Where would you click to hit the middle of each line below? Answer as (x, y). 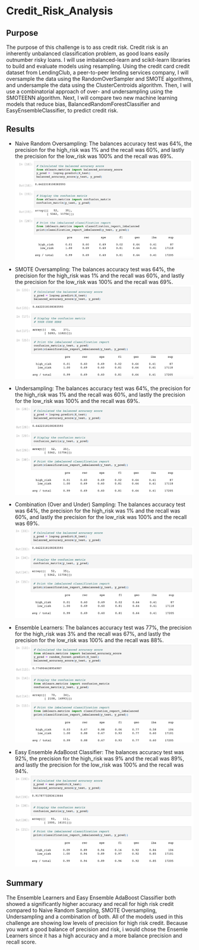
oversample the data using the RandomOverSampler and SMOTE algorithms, (100, 79)
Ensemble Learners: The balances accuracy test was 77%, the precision (103, 628)
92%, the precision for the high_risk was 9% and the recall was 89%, (99, 759)
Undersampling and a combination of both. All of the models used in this (94, 916)
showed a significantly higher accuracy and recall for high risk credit (90, 904)
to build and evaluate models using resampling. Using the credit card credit (98, 66)
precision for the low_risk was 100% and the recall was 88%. (89, 640)
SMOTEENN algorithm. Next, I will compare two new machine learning (92, 98)
